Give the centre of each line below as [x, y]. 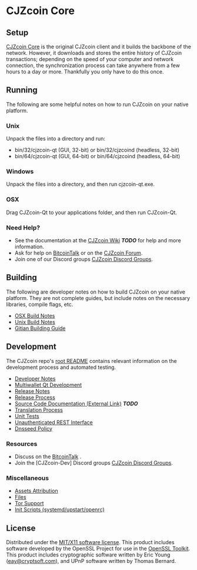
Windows [20, 172]
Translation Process [39, 409]
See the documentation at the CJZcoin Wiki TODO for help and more [98, 240]
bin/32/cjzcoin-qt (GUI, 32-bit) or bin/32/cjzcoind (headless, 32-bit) [97, 150]
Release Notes [32, 391]
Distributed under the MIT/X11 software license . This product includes [90, 542]
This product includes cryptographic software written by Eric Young [88, 555]
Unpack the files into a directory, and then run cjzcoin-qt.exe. [80, 184]
